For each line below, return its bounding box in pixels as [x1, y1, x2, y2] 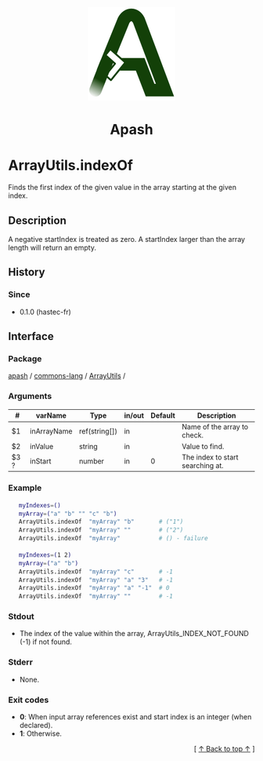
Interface [8, 330, 54, 343]
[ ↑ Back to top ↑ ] [193, 745, 255, 754]
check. [182, 430, 204, 440]
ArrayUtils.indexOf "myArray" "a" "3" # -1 [18, 576, 174, 584]
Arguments [8, 391, 52, 402]
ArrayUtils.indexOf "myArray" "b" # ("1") [18, 518, 184, 526]
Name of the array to [182, 423, 249, 432]
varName [35, 411, 67, 420]
